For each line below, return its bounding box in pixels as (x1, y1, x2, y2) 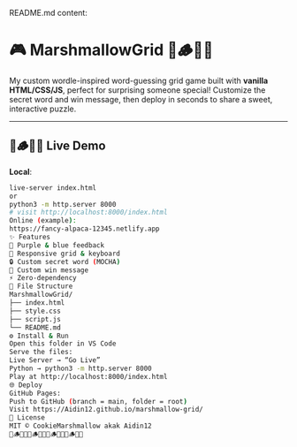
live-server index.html (9, 183, 97, 193)
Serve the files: (9, 348, 73, 357)
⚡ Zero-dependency (9, 274, 77, 283)
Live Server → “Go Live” (9, 356, 101, 365)
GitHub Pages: (9, 389, 62, 398)
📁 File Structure (9, 282, 73, 291)
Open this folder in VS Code (9, 339, 117, 348)
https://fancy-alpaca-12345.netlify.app (9, 224, 161, 233)
